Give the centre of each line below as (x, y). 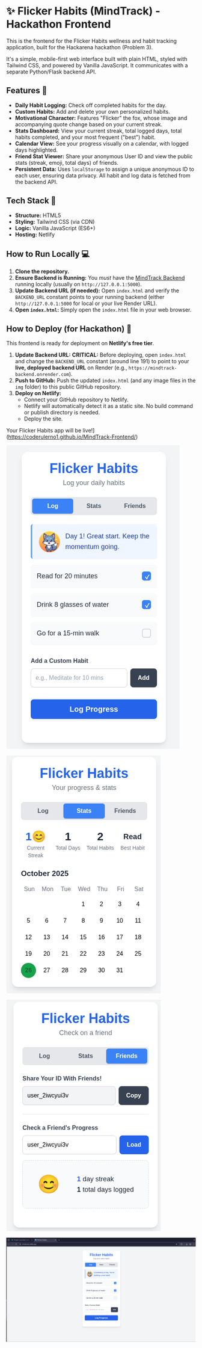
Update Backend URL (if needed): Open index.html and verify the (97, 291)
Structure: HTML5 (38, 215)
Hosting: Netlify (35, 234)
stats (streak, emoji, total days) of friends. (67, 162)
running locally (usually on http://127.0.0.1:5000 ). (78, 285)
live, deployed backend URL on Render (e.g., (71, 368)
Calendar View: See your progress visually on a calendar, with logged (102, 143)
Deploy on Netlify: (38, 393)
